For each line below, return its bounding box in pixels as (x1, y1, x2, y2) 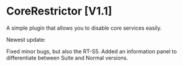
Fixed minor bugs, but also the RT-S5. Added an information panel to (6, 47, 177, 55)
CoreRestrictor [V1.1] (6, 4, 112, 18)
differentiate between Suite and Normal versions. (6, 54, 129, 61)
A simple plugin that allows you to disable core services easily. (6, 24, 162, 31)
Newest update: (6, 36, 46, 43)
